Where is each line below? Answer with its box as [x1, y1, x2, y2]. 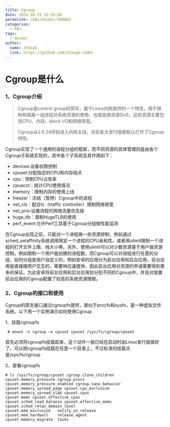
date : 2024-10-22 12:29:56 [5, 12, 62, 17]
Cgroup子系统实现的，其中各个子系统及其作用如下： [5, 152, 114, 158]
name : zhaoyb [10, 45, 37, 50]
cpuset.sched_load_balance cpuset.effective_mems [5, 400, 112, 405]
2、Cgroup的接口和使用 [5, 289, 64, 296]
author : [5, 41, 22, 46]
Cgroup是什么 [5, 73, 64, 85]
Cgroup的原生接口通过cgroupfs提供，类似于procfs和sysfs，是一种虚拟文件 [5, 302, 162, 308]
